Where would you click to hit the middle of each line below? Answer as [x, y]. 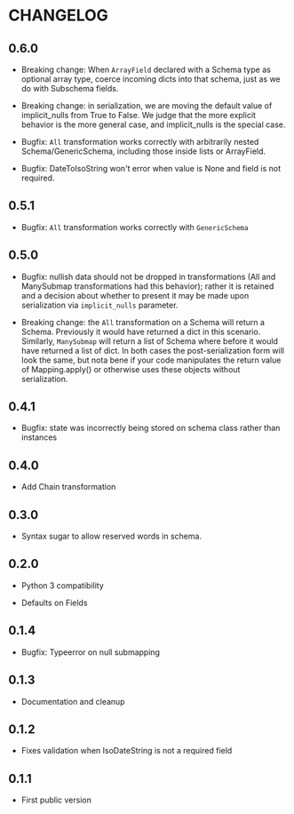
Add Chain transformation [68, 487]
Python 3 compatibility [62, 585]
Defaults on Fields [54, 603]
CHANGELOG [58, 16]
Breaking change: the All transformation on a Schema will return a [143, 322]
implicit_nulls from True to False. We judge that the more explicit [139, 115]
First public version [56, 800]
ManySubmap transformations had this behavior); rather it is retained [147, 286]
